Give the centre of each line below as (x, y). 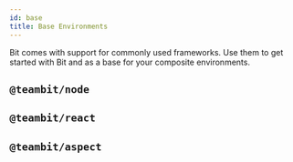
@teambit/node (49, 89)
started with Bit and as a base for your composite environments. (130, 62)
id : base (26, 18)
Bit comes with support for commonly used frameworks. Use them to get (146, 52)
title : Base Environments (58, 26)
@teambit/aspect (56, 147)
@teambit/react (52, 118)
